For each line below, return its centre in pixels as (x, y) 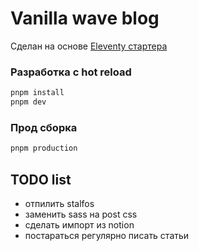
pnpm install (37, 93)
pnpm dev (28, 102)
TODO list (41, 179)
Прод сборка (44, 127)
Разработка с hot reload (71, 72)
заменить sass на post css (81, 214)
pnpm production (44, 148)
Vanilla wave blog (85, 18)
